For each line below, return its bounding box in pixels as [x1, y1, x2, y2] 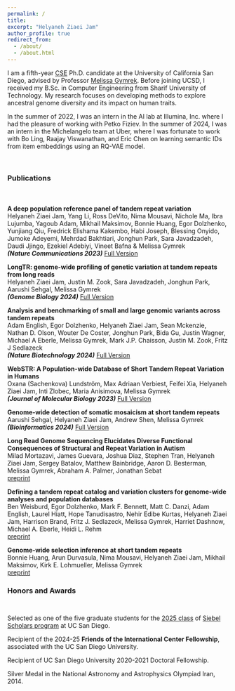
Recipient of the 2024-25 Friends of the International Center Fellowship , [7, 635, 220, 643]
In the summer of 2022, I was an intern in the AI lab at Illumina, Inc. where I [7, 112, 224, 120]
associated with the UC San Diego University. [7, 643, 139, 651]
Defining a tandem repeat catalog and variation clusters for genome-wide [7, 487, 227, 496]
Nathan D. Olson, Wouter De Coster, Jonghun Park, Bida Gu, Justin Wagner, [7, 329, 226, 337]
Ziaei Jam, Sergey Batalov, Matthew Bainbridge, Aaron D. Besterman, [7, 459, 207, 468]
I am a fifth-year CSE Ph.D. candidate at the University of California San [7, 68, 214, 77]
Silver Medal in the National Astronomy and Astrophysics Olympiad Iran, [7, 670, 215, 678]
